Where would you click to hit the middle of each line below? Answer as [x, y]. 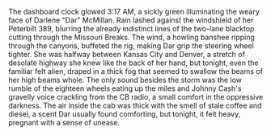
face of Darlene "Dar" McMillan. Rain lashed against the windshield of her [131, 20]
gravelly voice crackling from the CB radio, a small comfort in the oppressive [136, 97]
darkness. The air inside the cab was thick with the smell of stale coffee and [135, 105]
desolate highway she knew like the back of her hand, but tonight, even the [133, 63]
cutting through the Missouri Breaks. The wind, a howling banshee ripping [131, 37]
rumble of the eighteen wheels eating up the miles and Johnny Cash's [125, 88]
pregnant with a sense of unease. [64, 123]
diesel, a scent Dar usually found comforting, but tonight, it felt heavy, [125, 114]
